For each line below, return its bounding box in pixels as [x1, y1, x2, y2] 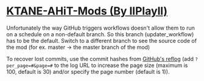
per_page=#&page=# [6, 62, 53, 69]
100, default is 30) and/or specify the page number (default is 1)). [6, 68, 170, 75]
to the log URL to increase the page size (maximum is [54, 62, 188, 69]
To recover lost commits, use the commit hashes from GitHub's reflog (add [6, 55, 194, 62]
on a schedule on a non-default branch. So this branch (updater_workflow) [6, 30, 194, 37]
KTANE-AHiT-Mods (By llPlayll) [6, 4, 168, 18]
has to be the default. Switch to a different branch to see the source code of [6, 37, 197, 44]
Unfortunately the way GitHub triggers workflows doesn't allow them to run [6, 24, 195, 31]
